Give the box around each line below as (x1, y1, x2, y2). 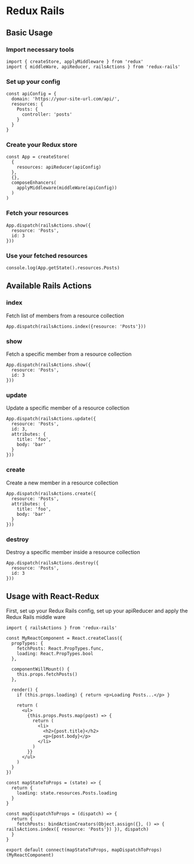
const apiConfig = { (6, 91, 57, 97)
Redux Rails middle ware (6, 613, 66, 620)
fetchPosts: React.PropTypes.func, (17, 645, 104, 652)
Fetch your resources (6, 209, 69, 217)
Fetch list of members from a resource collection (6, 312, 124, 319)
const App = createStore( (6, 154, 70, 160)
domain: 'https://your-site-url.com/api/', (11, 96, 120, 102)
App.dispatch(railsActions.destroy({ (6, 559, 99, 566)
